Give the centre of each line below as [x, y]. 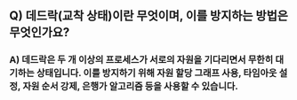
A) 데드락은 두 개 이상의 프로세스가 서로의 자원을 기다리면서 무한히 [141, 60]
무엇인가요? [40, 32]
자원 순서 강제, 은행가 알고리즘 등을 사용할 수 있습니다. [130, 87]
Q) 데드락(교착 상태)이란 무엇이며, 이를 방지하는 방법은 [149, 16]
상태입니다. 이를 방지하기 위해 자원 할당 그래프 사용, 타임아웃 [157, 73]
